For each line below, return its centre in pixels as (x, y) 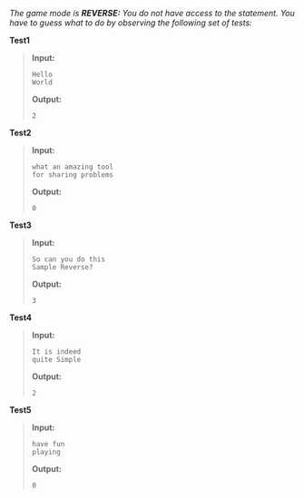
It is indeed (56, 352)
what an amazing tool (72, 167)
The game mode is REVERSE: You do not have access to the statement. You (152, 13)
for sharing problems (72, 175)
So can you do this (69, 259)
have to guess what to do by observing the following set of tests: (131, 23)
